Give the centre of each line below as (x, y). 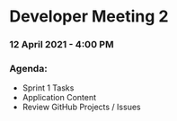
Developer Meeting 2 (89, 17)
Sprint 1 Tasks (48, 88)
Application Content (59, 98)
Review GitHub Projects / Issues (81, 107)
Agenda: (28, 69)
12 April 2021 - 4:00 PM (62, 45)
